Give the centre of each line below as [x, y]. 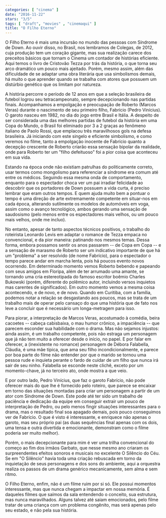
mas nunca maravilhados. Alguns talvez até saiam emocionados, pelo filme [82, 500]
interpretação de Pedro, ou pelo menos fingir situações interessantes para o [83, 407]
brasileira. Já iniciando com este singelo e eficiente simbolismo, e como [79, 136]
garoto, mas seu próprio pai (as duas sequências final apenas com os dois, [82, 423]
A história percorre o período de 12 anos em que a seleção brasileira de [78, 94]
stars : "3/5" [19, 19]
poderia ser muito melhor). [32, 433]
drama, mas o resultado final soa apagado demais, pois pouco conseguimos [83, 412]
